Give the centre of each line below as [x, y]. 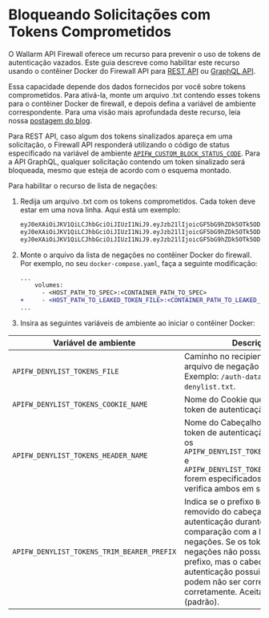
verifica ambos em [219, 488]
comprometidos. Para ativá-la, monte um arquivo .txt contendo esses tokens [134, 95]
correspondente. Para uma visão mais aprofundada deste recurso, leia [124, 112]
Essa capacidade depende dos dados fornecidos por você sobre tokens [127, 87]
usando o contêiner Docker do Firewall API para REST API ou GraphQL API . [132, 71]
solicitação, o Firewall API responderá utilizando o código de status [119, 144]
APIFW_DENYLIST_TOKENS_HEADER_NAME [80, 455]
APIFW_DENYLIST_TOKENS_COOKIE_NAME [80, 404]
